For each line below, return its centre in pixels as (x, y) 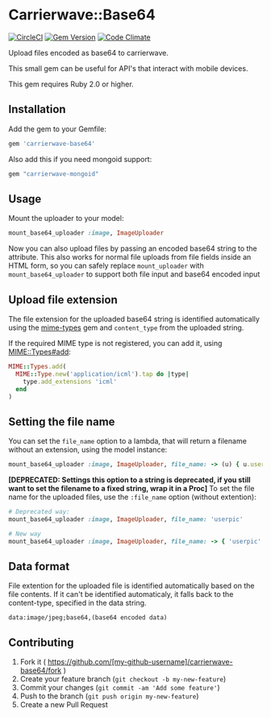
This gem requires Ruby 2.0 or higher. (71, 84)
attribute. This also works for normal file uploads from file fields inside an (130, 257)
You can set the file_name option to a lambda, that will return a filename (128, 441)
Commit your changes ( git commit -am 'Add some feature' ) (120, 688)
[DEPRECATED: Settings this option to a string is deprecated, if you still (130, 480)
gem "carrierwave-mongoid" (54, 174)
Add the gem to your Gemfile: (57, 129)
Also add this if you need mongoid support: (80, 159)
